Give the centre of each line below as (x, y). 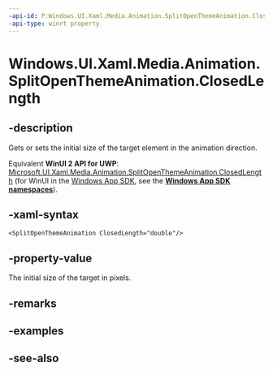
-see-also (34, 358)
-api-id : (23, 16)
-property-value (50, 258)
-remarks (32, 303)
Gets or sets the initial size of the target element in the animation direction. (133, 148)
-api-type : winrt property (54, 24)
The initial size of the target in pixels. (70, 278)
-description (41, 128)
